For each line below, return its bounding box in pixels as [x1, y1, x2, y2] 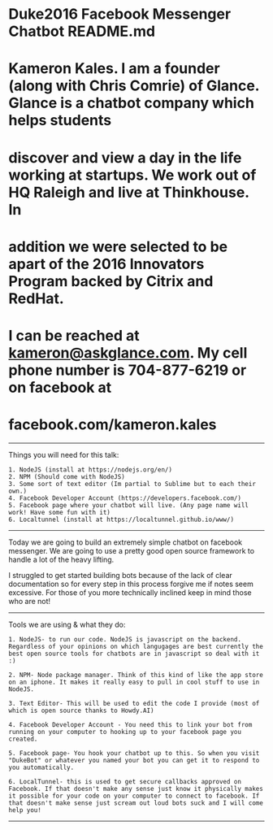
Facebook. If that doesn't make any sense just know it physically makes [8, 784, 264, 793]
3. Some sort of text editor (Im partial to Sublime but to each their [8, 480, 256, 488]
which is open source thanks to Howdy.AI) [8, 706, 154, 715]
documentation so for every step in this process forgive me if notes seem [8, 579, 253, 589]
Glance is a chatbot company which [8, 94, 254, 112]
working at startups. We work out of [8, 166, 257, 184]
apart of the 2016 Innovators [8, 254, 205, 273]
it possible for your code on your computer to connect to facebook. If [8, 792, 260, 800]
